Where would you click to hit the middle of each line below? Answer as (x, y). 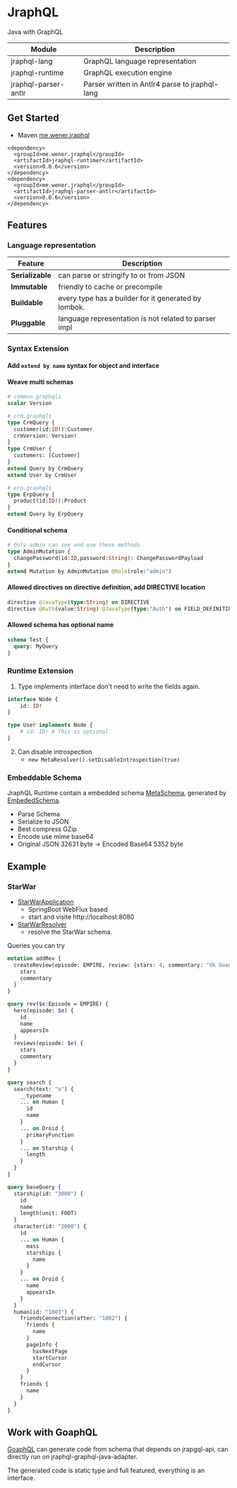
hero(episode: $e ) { (44, 1011)
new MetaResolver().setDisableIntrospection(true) (104, 760)
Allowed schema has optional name (61, 625)
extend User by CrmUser (42, 475)
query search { (30, 1082)
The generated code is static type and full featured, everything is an (106, 1470)
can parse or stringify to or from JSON (122, 275)
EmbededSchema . (34, 800)
